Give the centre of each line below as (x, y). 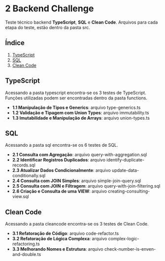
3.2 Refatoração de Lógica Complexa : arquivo (60, 239)
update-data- (125, 170)
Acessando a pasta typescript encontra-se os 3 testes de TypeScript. (76, 93)
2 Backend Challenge (49, 9)
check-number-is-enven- (130, 249)
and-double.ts (27, 255)
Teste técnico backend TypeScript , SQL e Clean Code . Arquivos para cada (82, 22)
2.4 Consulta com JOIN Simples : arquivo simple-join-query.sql (77, 181)
